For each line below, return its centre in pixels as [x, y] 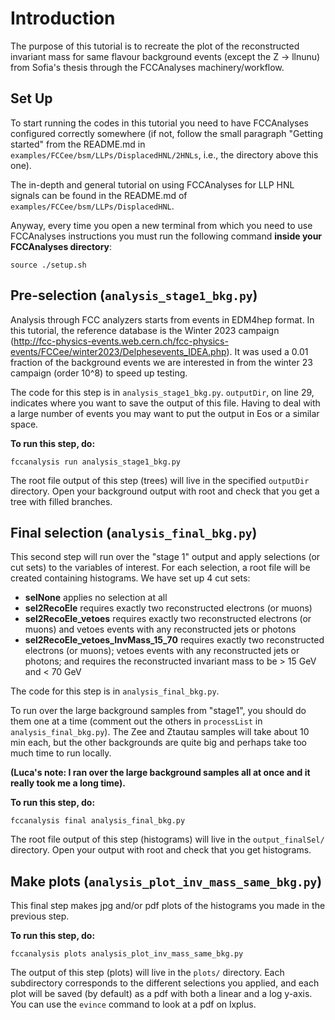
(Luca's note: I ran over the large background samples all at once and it [160, 773]
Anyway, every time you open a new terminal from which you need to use [161, 225]
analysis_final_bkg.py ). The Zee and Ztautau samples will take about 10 [160, 732]
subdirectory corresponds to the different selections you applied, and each [165, 983]
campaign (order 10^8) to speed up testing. [99, 373]
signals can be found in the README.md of [99, 195]
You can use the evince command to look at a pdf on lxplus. [133, 1004]
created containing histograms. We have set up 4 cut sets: [130, 578]
